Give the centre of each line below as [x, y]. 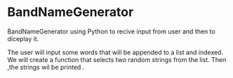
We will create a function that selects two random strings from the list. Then [117, 59]
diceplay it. [23, 38]
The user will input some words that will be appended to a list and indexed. [115, 52]
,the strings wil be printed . [46, 67]
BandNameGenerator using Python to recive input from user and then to [111, 31]
